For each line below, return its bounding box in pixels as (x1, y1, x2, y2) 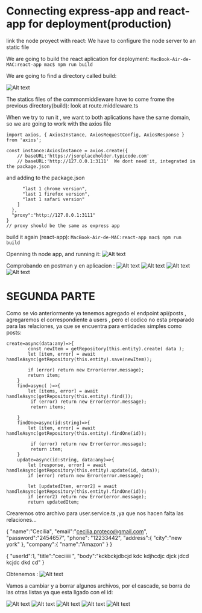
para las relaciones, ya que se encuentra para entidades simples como (6, 322, 182, 330)
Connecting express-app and (6, 4, 156, 18)
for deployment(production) (28, 17, 172, 31)
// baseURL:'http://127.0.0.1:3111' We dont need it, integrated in (17, 158, 196, 164)
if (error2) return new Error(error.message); (28, 493, 147, 499)
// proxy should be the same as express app (6, 222, 120, 229)
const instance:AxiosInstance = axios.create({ (6, 147, 128, 153)
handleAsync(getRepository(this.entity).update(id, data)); (6, 467, 161, 473)
